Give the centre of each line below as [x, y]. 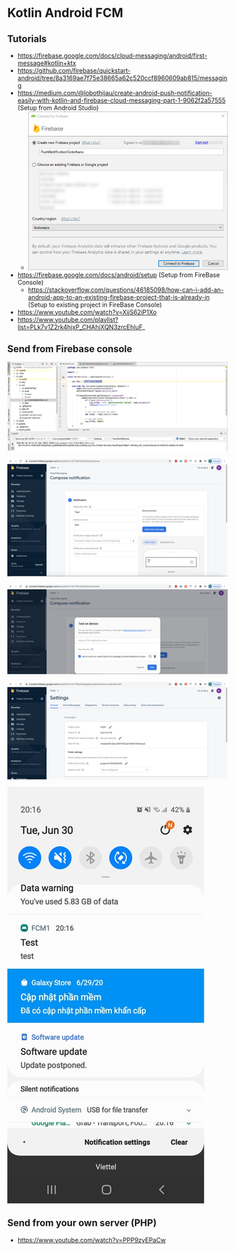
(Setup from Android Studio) [58, 108]
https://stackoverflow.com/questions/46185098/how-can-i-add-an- [126, 290]
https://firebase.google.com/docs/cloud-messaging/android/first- [112, 55]
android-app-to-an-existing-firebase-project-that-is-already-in [119, 297]
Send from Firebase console [70, 349]
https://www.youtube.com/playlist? [68, 319]
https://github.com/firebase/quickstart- [74, 71]
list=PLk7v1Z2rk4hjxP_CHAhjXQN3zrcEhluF [80, 327]
